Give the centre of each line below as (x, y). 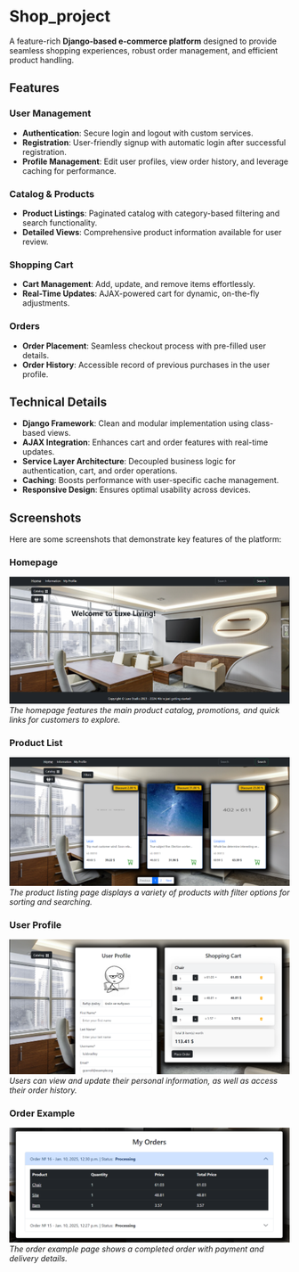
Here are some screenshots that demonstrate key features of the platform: (145, 539)
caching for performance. (69, 170)
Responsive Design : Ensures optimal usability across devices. (136, 490)
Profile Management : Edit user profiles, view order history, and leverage (155, 161)
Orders (24, 326)
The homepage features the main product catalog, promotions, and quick (145, 710)
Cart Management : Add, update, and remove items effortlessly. (139, 284)
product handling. (42, 60)
